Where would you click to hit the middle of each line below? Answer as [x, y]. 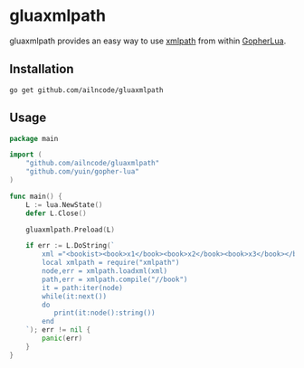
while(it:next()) [74, 296]
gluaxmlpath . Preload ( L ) [71, 230]
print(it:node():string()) [104, 313]
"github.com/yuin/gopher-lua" [83, 172]
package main [34, 138]
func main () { [36, 196]
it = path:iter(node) [83, 288]
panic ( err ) [62, 339]
